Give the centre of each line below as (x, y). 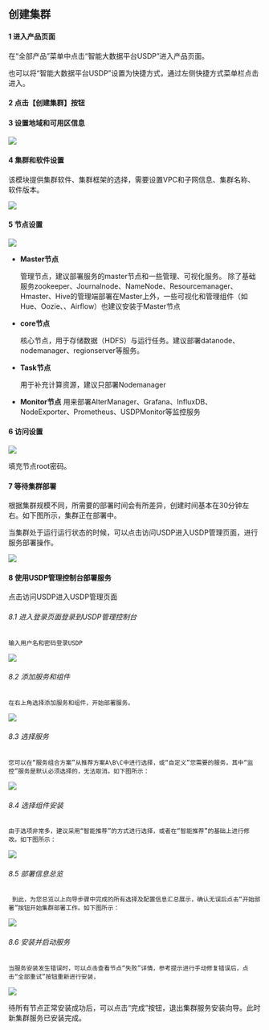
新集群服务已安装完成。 (47, 1018)
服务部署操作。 (33, 543)
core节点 (35, 323)
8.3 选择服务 (29, 737)
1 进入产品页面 (32, 36)
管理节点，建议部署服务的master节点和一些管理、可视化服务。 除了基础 (138, 276)
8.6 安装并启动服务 (39, 942)
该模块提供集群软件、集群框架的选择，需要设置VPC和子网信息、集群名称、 (132, 179)
